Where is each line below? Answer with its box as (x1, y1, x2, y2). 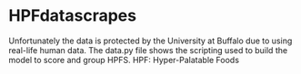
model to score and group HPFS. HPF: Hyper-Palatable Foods (8, 54, 240, 65)
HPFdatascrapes (8, 5, 137, 26)
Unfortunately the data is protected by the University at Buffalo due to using (8, 35, 293, 46)
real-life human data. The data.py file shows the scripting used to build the (8, 44, 288, 55)
